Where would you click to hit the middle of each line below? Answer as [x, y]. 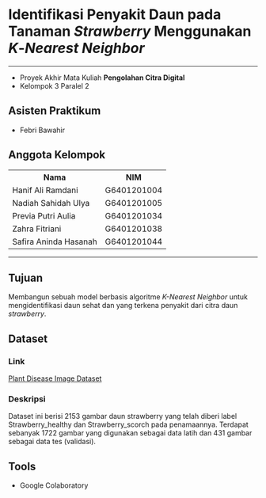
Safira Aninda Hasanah [55, 241]
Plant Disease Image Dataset [55, 378]
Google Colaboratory [54, 485]
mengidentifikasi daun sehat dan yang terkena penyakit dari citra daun [123, 306]
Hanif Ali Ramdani [45, 190]
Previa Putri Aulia [44, 215]
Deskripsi [27, 399]
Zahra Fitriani [37, 229]
